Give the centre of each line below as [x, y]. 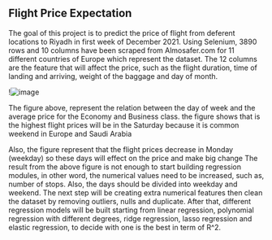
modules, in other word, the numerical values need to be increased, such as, [136, 175]
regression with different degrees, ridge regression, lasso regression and [130, 218]
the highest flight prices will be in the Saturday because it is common [124, 124]
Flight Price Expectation [70, 13]
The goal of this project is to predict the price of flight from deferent [122, 33]
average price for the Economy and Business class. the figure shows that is [134, 116]
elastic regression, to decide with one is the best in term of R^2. [115, 227]
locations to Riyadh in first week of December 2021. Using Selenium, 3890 [133, 41]
